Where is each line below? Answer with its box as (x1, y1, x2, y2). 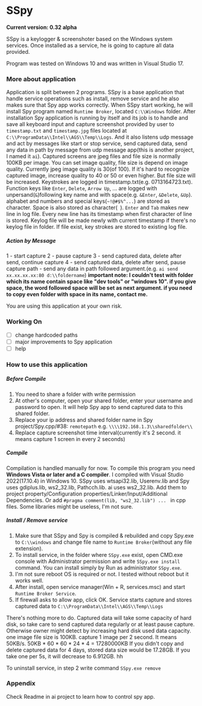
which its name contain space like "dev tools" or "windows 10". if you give (6, 278, 197, 285)
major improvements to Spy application (14, 338, 113, 345)
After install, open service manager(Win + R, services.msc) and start (14, 583, 186, 590)
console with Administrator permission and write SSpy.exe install (14, 558, 180, 565)
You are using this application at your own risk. (6, 302, 122, 310)
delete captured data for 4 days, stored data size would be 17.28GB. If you (6, 646, 191, 654)
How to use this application (6, 360, 88, 369)
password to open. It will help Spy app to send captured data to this (14, 403, 183, 410)
